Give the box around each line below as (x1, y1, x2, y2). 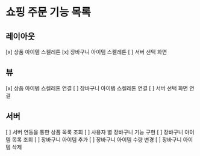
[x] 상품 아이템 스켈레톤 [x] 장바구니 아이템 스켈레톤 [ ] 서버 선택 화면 (5, 49, 167, 55)
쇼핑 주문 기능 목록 (5, 5, 91, 19)
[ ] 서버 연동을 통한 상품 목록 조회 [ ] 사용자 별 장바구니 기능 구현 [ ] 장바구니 (5, 128, 184, 136)
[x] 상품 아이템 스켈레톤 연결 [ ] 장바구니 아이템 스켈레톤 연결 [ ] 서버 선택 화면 (5, 85, 188, 92)
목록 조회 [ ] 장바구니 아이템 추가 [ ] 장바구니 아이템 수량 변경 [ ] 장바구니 (11, 136, 182, 143)
